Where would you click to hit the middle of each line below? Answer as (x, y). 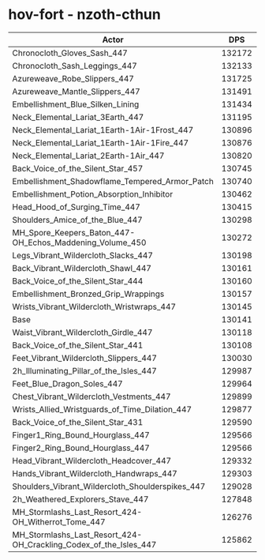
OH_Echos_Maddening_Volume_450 (79, 242)
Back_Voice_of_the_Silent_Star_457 (78, 168)
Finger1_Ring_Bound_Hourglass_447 (81, 434)
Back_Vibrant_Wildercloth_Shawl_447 (82, 268)
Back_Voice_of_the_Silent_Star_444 (78, 280)
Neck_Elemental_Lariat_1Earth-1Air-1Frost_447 (103, 130)
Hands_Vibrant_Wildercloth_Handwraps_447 (95, 473)
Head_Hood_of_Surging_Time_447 (76, 207)
